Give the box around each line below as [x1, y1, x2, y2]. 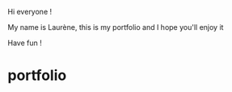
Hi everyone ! [7, 7, 53, 16]
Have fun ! [7, 38, 42, 48]
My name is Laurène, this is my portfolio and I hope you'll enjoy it [7, 23, 224, 31]
